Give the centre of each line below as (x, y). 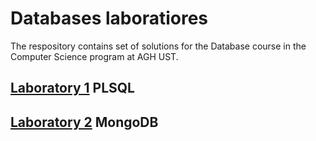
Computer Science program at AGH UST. (94, 56)
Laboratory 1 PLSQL (72, 88)
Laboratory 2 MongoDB (84, 122)
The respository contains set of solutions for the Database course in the (158, 46)
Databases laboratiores (109, 18)
